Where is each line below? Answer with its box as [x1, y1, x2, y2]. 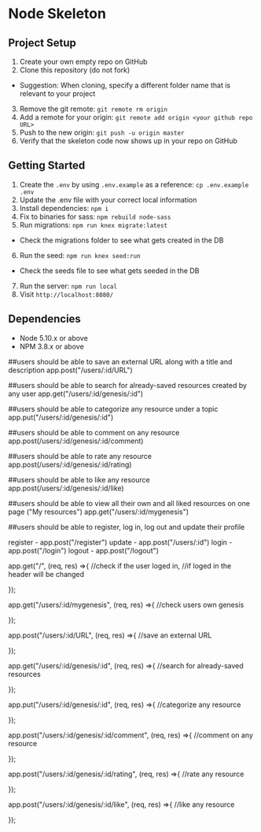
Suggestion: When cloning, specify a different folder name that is [19, 80, 230, 90]
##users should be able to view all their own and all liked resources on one [8, 498, 250, 508]
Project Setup [8, 36, 77, 50]
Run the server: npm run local [19, 281, 118, 290]
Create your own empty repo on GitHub [19, 57, 148, 66]
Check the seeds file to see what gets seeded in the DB [19, 265, 200, 275]
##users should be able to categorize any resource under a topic [8, 404, 219, 413]
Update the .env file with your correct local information [19, 194, 197, 205]
